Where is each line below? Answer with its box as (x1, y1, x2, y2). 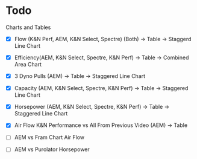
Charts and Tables (5, 24, 51, 31)
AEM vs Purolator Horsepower (14, 146, 90, 153)
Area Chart (14, 61, 42, 68)
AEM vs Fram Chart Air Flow (14, 134, 85, 141)
